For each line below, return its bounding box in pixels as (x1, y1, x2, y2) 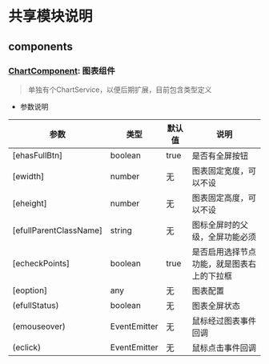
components (8, 39, 74, 53)
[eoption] (12, 285, 48, 296)
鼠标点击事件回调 (191, 342, 257, 353)
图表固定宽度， (191, 165, 249, 176)
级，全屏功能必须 (191, 231, 257, 242)
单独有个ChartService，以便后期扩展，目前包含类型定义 (27, 85, 212, 94)
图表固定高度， (191, 192, 249, 203)
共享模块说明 (8, 7, 94, 26)
